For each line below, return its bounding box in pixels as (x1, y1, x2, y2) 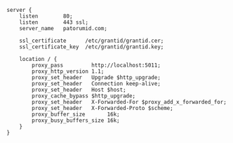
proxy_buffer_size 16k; (32, 111, 120, 118)
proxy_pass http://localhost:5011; (32, 62, 161, 69)
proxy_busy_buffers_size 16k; (32, 117, 120, 124)
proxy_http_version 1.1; (32, 68, 105, 75)
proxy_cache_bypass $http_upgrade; (32, 93, 136, 100)
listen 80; (19, 13, 73, 20)
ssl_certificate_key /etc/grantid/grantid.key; (19, 43, 164, 50)
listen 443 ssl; (19, 19, 89, 26)
